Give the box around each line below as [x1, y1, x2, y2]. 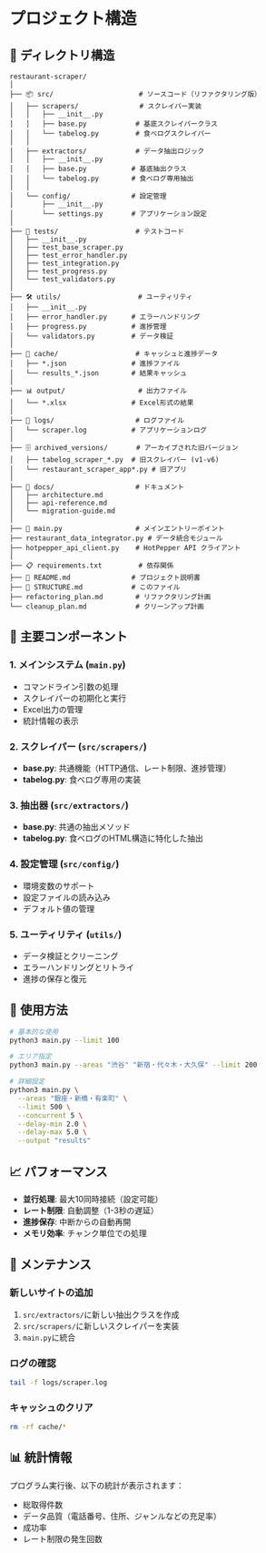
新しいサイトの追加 [9, 1286, 94, 1299]
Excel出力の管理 [22, 703, 84, 715]
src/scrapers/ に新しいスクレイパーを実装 [22, 1320, 180, 1331]
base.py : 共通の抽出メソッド [22, 822, 131, 833]
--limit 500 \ [17, 1102, 71, 1111]
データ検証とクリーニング [22, 950, 119, 961]
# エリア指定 [9, 1052, 52, 1061]
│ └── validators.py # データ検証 [9, 332, 174, 341]
